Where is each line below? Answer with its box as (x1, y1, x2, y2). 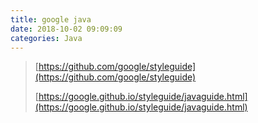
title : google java (10, 14, 92, 25)
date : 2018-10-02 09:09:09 (10, 24, 123, 34)
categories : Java (10, 33, 83, 43)
